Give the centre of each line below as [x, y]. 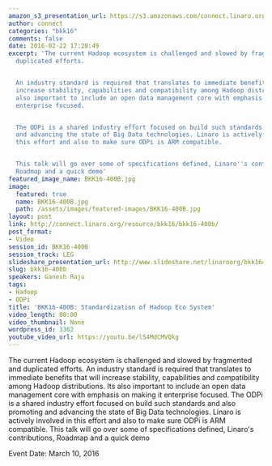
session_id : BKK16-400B [49, 247]
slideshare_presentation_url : [59, 262]
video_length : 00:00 [43, 314]
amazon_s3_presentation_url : [57, 16]
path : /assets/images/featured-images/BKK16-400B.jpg [108, 209]
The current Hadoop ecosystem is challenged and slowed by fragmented [130, 360]
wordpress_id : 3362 [41, 330]
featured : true [41, 194]
